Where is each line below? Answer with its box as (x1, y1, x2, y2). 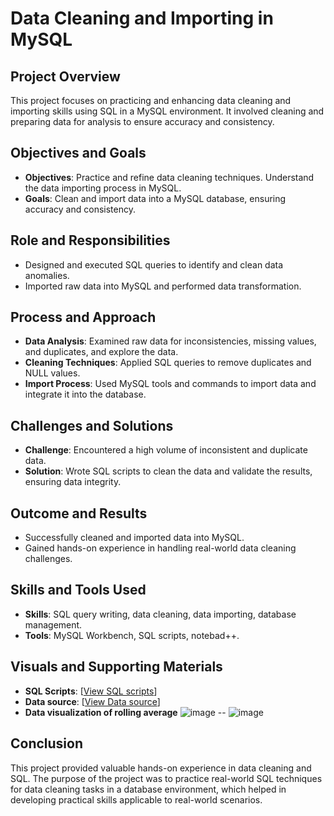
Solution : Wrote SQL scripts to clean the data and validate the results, (24, 465, 313, 477)
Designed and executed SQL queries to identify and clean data (24, 258, 284, 271)
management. (24, 618, 83, 631)
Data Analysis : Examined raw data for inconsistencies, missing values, (24, 335, 317, 347)
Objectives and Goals (10, 145, 147, 162)
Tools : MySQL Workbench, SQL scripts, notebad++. (24, 629, 240, 641)
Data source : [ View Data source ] (24, 695, 161, 707)
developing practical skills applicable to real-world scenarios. (10, 793, 263, 806)
